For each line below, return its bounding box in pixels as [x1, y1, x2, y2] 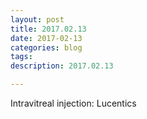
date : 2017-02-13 [10, 33, 83, 43]
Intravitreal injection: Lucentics [10, 97, 137, 109]
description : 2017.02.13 [10, 61, 114, 71]
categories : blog [10, 42, 83, 53]
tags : [10, 52, 33, 62]
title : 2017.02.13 [10, 24, 87, 34]
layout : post [10, 14, 65, 25]
